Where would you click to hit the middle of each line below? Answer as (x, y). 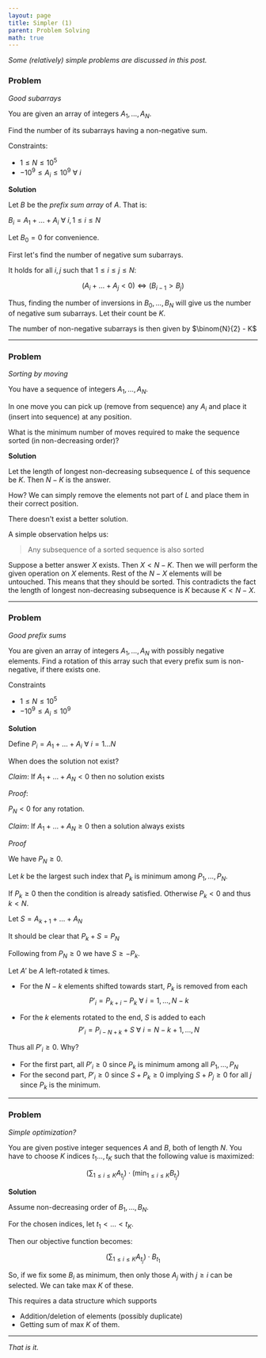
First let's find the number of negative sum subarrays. (96, 255)
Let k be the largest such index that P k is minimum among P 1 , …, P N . (118, 877)
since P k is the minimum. (60, 1086)
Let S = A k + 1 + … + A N (46, 920)
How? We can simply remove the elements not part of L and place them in (129, 495)
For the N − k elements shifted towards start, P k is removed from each (133, 987)
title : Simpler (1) (40, 23)
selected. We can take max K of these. (71, 1286)
